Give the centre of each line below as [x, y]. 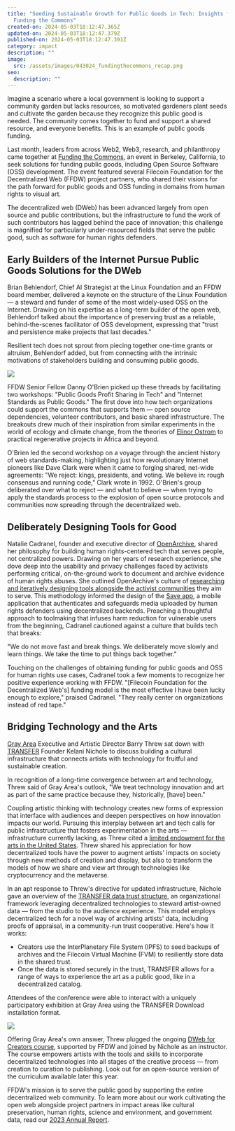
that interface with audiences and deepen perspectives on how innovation [114, 815]
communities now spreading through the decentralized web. [94, 505]
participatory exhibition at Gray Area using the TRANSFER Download [106, 1005]
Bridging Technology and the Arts [83, 727]
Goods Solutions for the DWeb [74, 270]
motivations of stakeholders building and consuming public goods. [103, 361]
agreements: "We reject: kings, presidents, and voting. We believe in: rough [116, 475]
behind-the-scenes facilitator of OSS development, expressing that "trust [113, 325]
